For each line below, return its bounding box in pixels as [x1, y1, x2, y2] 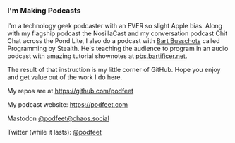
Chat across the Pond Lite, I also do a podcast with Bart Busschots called [7, 37, 220, 45]
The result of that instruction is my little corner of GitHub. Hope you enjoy [7, 66, 221, 74]
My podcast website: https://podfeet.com [7, 101, 128, 109]
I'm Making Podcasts [7, 6, 81, 16]
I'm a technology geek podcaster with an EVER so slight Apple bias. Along [7, 22, 223, 30]
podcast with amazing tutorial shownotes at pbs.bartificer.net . [7, 52, 188, 60]
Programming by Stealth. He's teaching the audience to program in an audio [7, 45, 229, 53]
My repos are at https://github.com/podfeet [7, 87, 134, 96]
